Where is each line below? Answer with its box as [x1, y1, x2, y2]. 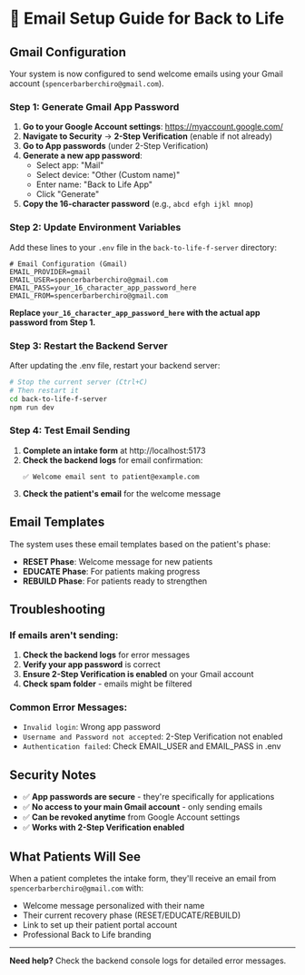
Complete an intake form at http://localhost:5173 [22, 445, 206, 456]
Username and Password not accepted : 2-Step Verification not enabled [22, 731, 283, 743]
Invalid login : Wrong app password [22, 722, 161, 733]
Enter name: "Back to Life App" [35, 179, 152, 190]
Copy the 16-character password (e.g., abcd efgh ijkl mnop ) [22, 199, 254, 210]
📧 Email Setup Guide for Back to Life [9, 8, 284, 29]
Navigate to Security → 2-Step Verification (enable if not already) [22, 131, 272, 142]
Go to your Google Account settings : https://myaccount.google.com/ [22, 122, 284, 133]
